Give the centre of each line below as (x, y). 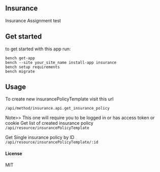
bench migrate (20, 71)
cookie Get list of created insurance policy (49, 123)
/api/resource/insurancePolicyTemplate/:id (52, 142)
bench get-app (20, 58)
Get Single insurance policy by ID (40, 137)
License (14, 154)
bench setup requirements (32, 67)
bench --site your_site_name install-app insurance (61, 62)
